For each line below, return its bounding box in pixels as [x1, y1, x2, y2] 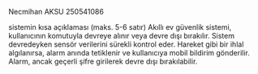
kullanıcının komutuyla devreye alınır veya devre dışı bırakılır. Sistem [8, 31, 235, 40]
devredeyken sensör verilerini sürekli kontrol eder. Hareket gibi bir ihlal [8, 39, 244, 49]
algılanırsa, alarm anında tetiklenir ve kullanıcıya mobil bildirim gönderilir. [8, 48, 250, 57]
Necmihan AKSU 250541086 [8, 7, 104, 16]
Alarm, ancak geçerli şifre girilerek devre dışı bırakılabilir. [8, 56, 198, 66]
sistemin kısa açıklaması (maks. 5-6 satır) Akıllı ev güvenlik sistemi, [8, 23, 232, 31]
